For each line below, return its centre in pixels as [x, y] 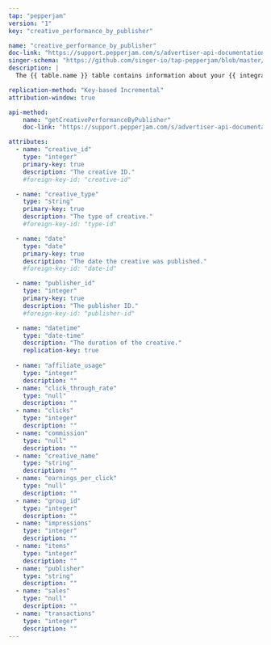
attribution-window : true [52, 98]
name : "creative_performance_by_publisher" [83, 45]
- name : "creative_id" [54, 150]
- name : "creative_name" [57, 456]
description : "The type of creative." [88, 217]
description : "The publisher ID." [81, 306]
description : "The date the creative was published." [115, 261]
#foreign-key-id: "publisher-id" [79, 313]
